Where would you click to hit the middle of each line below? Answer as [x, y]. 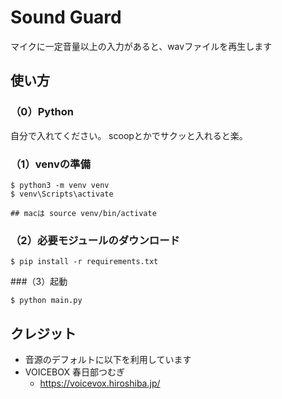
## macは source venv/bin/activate [83, 213]
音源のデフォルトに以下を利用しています [108, 360]
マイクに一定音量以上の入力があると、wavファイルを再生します [141, 46]
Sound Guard [66, 17]
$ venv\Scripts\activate [62, 194]
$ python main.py [46, 301]
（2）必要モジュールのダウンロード [95, 240]
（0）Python [42, 112]
